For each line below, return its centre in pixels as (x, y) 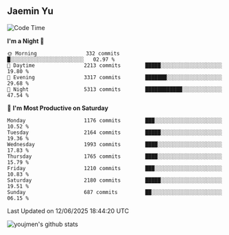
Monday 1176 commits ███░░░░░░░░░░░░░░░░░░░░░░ (115, 120)
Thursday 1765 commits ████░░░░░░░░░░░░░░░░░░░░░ (115, 156)
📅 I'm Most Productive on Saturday (58, 108)
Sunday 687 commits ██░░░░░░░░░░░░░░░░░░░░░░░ (115, 192)
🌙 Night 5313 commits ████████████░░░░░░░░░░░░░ (115, 89)
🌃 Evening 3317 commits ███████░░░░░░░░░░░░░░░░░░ (115, 77)
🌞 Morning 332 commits (63, 53)
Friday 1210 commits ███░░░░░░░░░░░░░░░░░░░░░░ (115, 168)
